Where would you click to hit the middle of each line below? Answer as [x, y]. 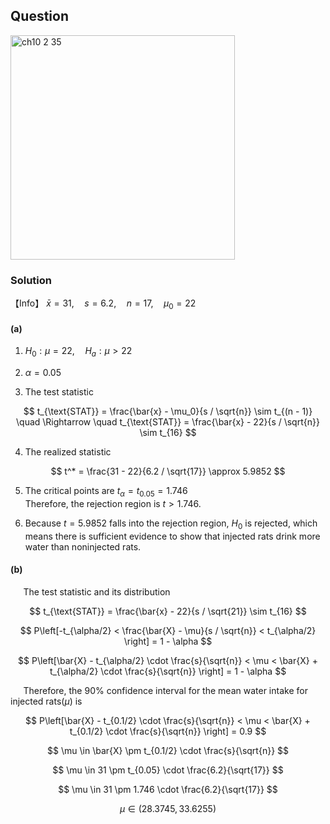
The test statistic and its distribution [97, 591]
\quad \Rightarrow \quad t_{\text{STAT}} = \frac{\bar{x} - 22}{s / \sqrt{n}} [168, 421]
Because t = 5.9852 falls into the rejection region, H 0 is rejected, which [171, 524]
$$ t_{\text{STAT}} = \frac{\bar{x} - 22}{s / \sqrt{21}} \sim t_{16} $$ [168, 611]
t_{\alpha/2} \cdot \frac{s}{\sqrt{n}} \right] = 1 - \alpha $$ [168, 671]
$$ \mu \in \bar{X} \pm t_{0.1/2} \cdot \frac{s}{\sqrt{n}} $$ [168, 750]
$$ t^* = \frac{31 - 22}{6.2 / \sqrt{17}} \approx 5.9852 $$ [168, 471]
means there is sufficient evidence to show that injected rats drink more [172, 536]
